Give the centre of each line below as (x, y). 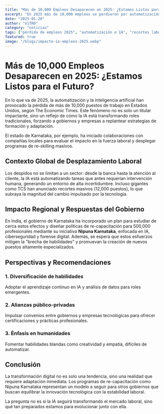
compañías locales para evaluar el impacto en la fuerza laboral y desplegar (81, 140)
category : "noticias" (27, 28)
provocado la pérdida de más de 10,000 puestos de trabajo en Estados (76, 105)
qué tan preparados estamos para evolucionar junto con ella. (66, 407)
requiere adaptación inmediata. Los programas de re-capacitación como (78, 382)
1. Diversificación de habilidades (44, 276)
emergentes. (18, 292)
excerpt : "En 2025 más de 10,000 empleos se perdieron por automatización (83, 14)
